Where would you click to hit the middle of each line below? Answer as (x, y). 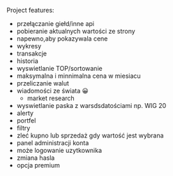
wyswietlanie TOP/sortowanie (59, 68)
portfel (26, 121)
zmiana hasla (36, 158)
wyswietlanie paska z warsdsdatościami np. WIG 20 (91, 106)
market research (51, 98)
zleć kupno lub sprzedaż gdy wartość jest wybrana (90, 135)
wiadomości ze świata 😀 (52, 91)
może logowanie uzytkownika (59, 150)
